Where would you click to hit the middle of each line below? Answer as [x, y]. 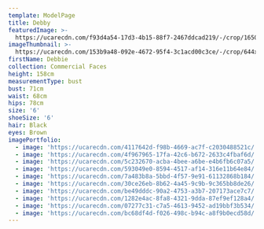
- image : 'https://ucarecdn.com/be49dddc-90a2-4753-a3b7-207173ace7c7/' [137, 191]
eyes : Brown [27, 132]
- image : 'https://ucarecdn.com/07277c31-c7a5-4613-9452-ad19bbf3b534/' [137, 205]
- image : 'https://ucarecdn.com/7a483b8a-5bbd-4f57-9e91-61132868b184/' [137, 177]
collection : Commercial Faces [58, 67]
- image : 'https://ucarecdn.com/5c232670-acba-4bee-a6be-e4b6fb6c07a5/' [137, 162]
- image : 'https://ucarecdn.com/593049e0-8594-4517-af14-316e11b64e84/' [137, 169]
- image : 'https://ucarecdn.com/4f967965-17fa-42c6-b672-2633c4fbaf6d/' [137, 154]
